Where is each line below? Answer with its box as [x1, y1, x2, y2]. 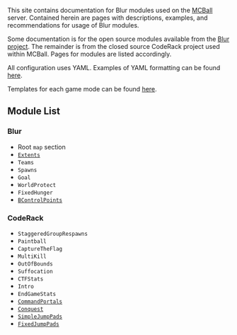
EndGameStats [17, 290, 57, 297]
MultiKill [17, 253, 47, 260]
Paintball [17, 237, 47, 245]
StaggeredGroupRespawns [17, 230, 88, 237]
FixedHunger [17, 189, 53, 196]
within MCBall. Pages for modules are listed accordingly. [7, 50, 172, 58]
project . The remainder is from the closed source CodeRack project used [7, 42, 221, 50]
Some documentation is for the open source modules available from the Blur [7, 35, 230, 43]
